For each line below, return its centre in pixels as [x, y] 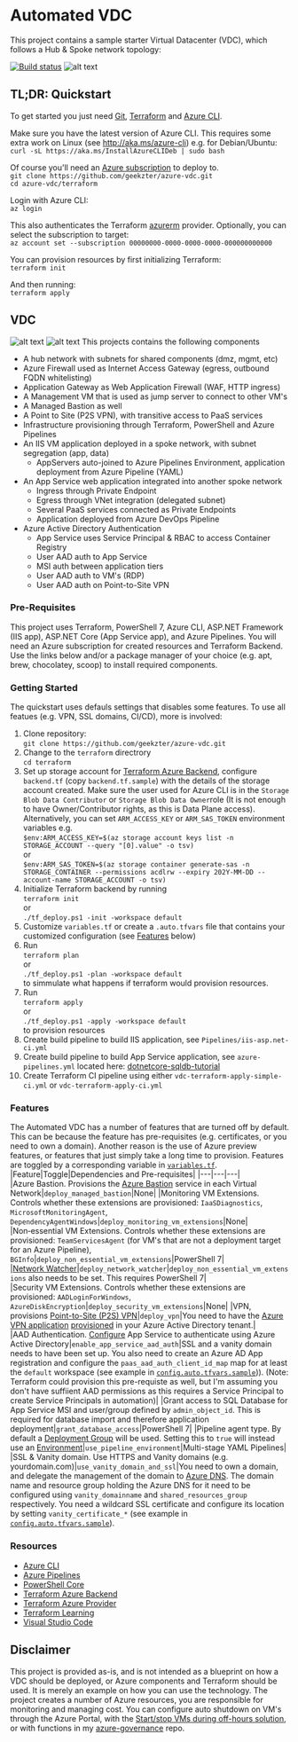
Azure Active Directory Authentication [92, 528]
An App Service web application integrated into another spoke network [153, 481]
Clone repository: [55, 734]
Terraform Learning [59, 1613]
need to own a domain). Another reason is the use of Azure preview [133, 1146]
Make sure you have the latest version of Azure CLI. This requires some [141, 133]
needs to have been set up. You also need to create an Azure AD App [137, 1354]
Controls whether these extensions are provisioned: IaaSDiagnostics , [137, 1203]
